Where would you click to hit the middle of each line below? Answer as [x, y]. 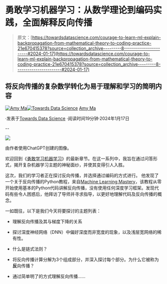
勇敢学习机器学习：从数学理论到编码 [79, 10]
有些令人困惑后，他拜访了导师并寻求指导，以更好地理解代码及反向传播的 [83, 194]
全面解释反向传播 [58, 23]
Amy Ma [87, 108]
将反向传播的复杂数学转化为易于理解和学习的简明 [80, 86]
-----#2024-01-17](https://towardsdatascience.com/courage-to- [83, 53]
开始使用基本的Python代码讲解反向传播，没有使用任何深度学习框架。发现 [80, 188]
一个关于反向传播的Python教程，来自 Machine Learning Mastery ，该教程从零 [83, 181]
